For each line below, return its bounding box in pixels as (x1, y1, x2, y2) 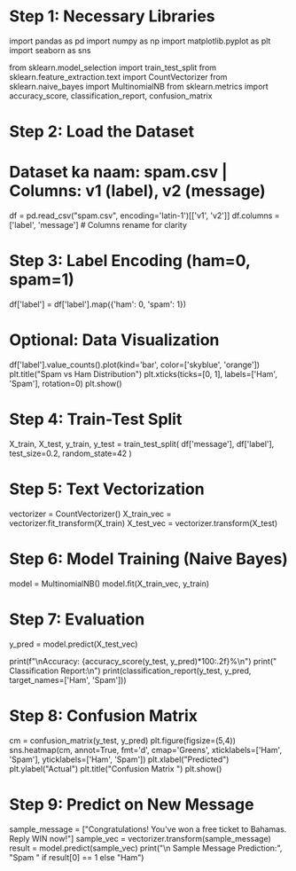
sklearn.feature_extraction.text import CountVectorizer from (9, 71, 228, 82)
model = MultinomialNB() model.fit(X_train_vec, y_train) (9, 578, 210, 589)
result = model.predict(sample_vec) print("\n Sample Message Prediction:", (9, 843, 283, 853)
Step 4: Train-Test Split (9, 410, 183, 429)
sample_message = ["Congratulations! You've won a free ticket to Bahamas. (9, 823, 287, 835)
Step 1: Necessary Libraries (9, 6, 215, 27)
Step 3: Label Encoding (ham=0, (9, 251, 251, 271)
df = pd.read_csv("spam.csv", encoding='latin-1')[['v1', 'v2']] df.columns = (9, 210, 281, 221)
